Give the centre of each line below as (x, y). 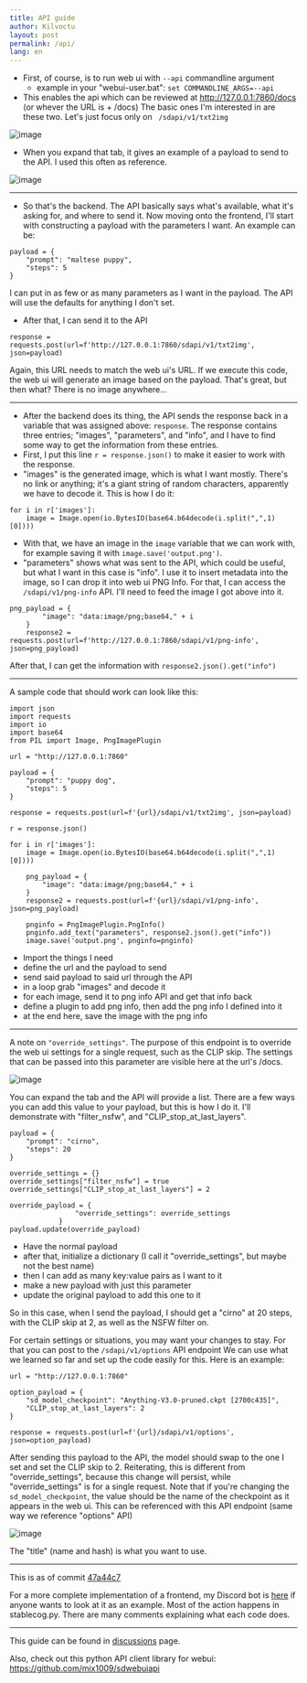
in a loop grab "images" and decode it (94, 987)
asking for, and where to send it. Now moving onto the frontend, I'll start (158, 216)
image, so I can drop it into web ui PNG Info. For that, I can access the (154, 583)
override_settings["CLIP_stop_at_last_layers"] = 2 (110, 1190)
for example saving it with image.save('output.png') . (122, 553)
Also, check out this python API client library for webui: (113, 1659)
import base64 (37, 733)
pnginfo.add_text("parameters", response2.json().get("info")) (149, 933)
